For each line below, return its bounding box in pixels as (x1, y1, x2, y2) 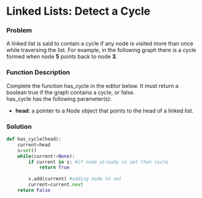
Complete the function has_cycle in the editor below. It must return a (6, 82, 179, 89)
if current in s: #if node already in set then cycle (28, 159, 168, 165)
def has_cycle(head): (6, 136, 62, 142)
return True (39, 164, 70, 170)
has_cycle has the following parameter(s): (6, 95, 112, 102)
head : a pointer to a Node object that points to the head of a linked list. (15, 107, 194, 114)
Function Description (6, 68, 70, 77)
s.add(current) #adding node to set (28, 176, 122, 182)
